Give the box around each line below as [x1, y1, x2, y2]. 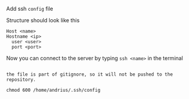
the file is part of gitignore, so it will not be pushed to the [6, 71, 173, 77]
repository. [6, 77, 36, 83]
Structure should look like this [6, 17, 80, 23]
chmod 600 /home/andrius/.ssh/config [6, 87, 101, 93]
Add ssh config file [6, 5, 53, 12]
